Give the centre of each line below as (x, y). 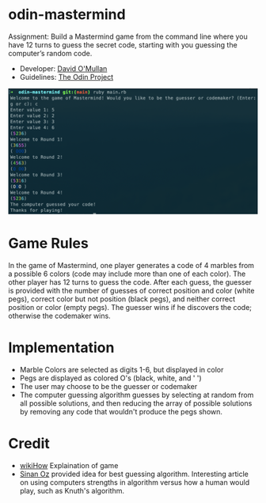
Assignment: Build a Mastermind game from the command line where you (128, 36)
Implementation (61, 348)
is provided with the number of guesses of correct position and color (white (131, 290)
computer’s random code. (50, 53)
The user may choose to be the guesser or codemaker (108, 386)
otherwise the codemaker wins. (59, 316)
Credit (29, 443)
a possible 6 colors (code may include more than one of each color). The (127, 274)
